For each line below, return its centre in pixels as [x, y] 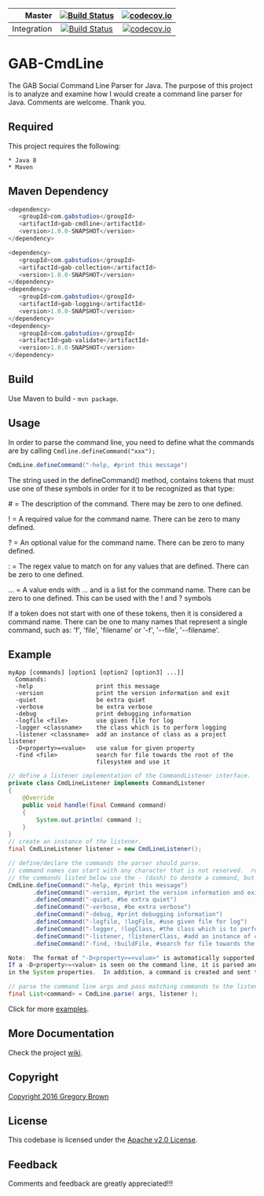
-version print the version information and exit [123, 694]
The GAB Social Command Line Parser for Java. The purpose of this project [130, 85]
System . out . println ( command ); [90, 820]
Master [38, 15]
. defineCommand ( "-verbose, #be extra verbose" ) [112, 907]
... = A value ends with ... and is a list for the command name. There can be [130, 590]
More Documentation [61, 1034]
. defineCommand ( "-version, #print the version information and [138, 892]
